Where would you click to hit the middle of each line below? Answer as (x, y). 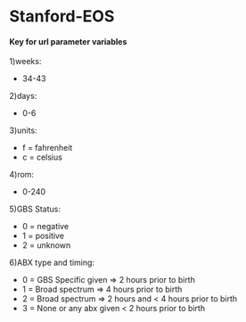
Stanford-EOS (62, 17)
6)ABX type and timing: (52, 263)
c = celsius (42, 157)
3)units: (23, 130)
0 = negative (45, 227)
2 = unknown (46, 245)
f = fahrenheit (47, 148)
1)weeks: (25, 62)
